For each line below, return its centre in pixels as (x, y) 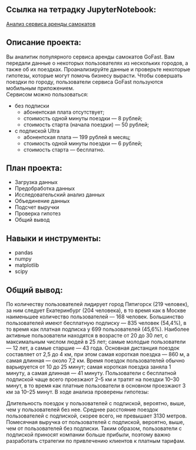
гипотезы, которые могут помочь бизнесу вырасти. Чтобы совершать (94, 75)
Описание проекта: (44, 43)
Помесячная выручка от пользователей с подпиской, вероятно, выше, (95, 422)
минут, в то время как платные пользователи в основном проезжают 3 (96, 386)
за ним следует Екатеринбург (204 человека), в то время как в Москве (96, 311)
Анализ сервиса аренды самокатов (51, 24)
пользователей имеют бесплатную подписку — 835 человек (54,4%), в (96, 323)
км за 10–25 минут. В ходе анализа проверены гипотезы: (77, 392)
